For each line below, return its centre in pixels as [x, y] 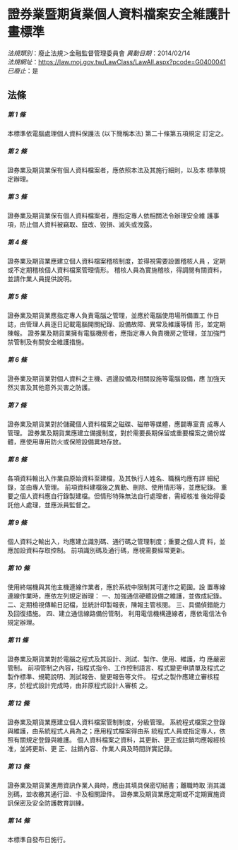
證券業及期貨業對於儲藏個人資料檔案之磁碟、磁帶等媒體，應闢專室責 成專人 [117, 424]
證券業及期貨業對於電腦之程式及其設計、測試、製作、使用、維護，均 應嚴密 [117, 659]
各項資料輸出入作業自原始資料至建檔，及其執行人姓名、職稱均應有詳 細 [110, 478]
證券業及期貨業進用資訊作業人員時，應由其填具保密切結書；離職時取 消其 [113, 785]
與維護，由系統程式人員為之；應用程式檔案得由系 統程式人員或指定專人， [113, 731]
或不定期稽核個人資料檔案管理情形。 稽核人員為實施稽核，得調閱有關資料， [117, 270]
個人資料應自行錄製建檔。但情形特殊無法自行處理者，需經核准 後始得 [119, 496]
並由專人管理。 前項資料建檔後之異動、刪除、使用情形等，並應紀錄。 [119, 488]
